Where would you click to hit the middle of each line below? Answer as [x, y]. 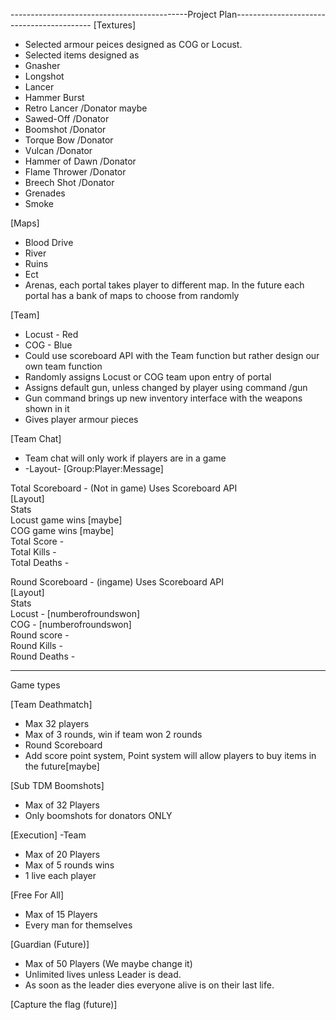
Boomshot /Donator [65, 129]
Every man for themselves [78, 925]
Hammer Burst [54, 97]
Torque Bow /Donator [69, 140]
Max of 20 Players [62, 854]
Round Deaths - [43, 656]
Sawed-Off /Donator [67, 118]
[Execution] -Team [48, 835]
